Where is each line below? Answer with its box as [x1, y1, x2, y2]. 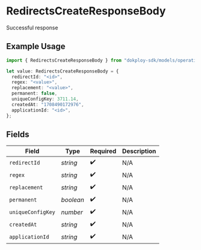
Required [90, 147, 117, 155]
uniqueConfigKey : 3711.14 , [11, 96, 79, 102]
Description [122, 147, 157, 155]
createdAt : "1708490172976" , [11, 101, 84, 107]
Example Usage [6, 41, 66, 52]
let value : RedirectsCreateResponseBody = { [6, 68, 119, 74]
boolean [60, 195, 85, 204]
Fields [6, 129, 30, 139]
